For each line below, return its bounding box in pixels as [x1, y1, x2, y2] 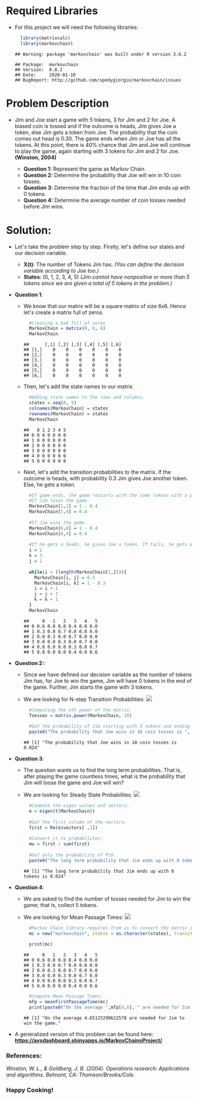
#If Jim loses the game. [28, 497, 90, 504]
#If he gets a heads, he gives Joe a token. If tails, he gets [28, 542, 187, 548]
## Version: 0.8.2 [14, 67, 63, 73]
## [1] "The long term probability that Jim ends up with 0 [23, 868, 174, 874]
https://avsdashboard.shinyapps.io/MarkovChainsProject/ [14, 1037, 163, 1044]
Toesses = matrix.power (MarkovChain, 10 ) [28, 712, 133, 718]
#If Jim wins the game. [28, 519, 87, 526]
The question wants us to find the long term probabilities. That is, [23, 767, 182, 774]
